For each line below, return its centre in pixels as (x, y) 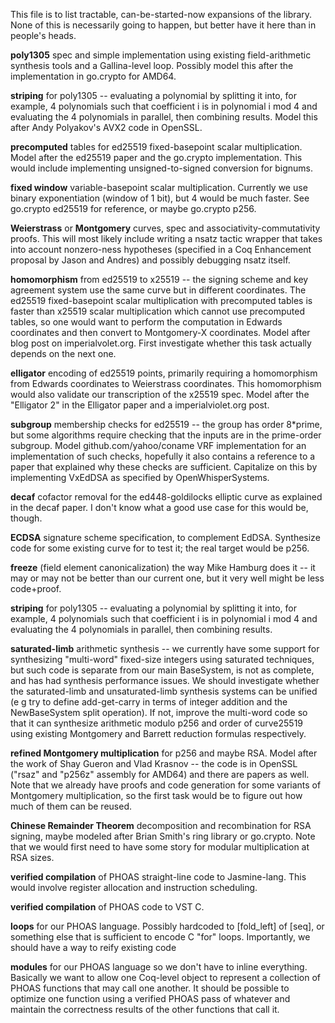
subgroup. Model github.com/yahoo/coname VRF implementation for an (158, 445)
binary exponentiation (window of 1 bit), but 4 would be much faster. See (160, 198)
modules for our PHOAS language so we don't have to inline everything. (159, 967)
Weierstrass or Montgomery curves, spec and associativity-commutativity (165, 228)
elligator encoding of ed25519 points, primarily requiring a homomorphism (164, 373)
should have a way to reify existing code (93, 947)
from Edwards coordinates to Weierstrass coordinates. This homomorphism (166, 383)
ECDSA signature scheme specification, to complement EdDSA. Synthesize (165, 537)
